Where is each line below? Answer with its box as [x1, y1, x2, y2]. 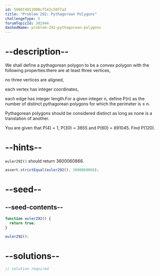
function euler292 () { [5, 216, 51, 221]
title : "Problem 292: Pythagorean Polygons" [5, 12, 97, 17]
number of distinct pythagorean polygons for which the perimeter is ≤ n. [5, 101, 150, 107]
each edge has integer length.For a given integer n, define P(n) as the [5, 96, 145, 102]
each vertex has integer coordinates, [5, 86, 79, 92]
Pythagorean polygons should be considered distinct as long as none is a [5, 110, 153, 116]
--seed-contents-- [5, 203, 63, 212]
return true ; [9, 221, 36, 225]
